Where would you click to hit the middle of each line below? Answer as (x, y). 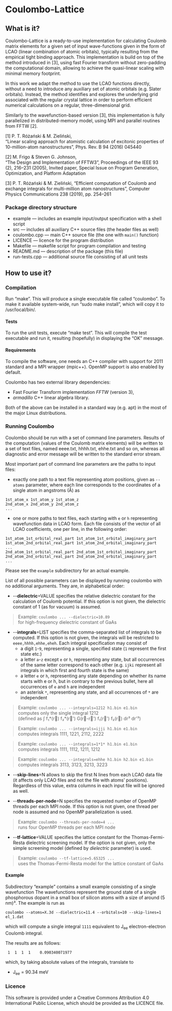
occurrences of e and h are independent (63, 686)
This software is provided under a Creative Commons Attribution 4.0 (77, 998)
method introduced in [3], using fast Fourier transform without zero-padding (86, 62)
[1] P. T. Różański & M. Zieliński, (39, 136)
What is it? (23, 28)
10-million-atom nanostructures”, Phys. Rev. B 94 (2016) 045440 (73, 147)
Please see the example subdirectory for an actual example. (68, 570)
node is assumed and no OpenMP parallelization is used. (72, 812)
